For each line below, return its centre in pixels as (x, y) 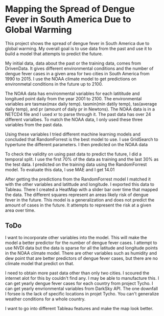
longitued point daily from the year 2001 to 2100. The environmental (73, 98)
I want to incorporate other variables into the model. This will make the (76, 237)
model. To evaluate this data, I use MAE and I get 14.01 (60, 169)
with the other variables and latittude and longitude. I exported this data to (80, 184)
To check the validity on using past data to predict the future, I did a (73, 154)
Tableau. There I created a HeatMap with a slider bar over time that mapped (82, 189)
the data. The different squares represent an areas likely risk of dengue (77, 195)
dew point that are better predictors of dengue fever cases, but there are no (82, 258)
